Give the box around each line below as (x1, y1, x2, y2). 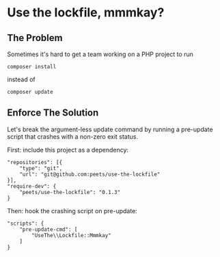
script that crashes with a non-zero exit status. (7, 132, 139, 141)
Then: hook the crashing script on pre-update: (7, 206, 138, 215)
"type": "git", (19, 165, 63, 172)
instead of (7, 75, 36, 83)
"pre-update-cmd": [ (19, 226, 78, 233)
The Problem (7, 32, 63, 44)
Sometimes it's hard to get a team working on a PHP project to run (7, 50, 193, 58)
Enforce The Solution (7, 107, 99, 119)
